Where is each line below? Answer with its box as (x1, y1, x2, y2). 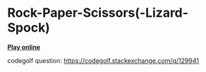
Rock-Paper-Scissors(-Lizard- (7, 5, 189, 21)
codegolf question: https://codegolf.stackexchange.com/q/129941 (7, 56, 200, 64)
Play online (7, 43, 41, 51)
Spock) (7, 20, 51, 36)
